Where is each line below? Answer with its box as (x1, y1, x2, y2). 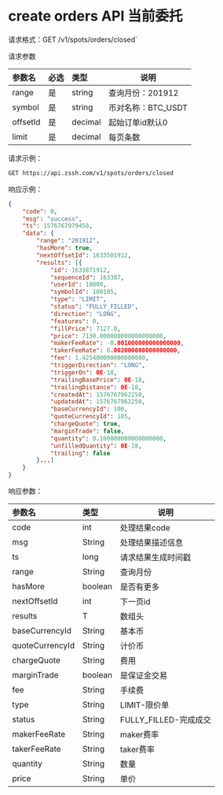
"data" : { (22, 229, 55, 237)
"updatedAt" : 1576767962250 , (49, 398, 146, 406)
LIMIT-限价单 (120, 700, 170, 711)
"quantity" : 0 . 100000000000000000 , (49, 434, 167, 442)
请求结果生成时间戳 (120, 552, 192, 563)
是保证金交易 (120, 671, 168, 682)
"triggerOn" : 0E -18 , (49, 368, 118, 377)
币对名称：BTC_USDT (108, 102, 188, 113)
